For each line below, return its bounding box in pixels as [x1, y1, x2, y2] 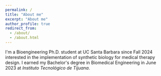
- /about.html [9, 35, 39, 40]
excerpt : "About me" [5, 16, 48, 21]
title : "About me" [5, 12, 43, 17]
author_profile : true [5, 21, 50, 26]
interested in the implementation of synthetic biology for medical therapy [5, 54, 155, 60]
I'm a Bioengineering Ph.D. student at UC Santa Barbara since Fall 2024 [5, 48, 153, 55]
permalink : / [5, 7, 32, 12]
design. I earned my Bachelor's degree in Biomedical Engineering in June [5, 59, 156, 65]
